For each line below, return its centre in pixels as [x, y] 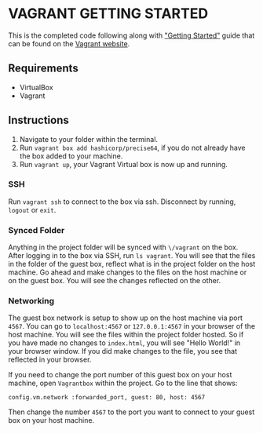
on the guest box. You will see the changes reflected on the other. [115, 281]
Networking [31, 301]
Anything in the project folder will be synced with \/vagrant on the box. [123, 247]
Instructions [38, 120]
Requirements [43, 69]
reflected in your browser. [50, 360]
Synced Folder [37, 230]
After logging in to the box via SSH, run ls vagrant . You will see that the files [132, 256]
